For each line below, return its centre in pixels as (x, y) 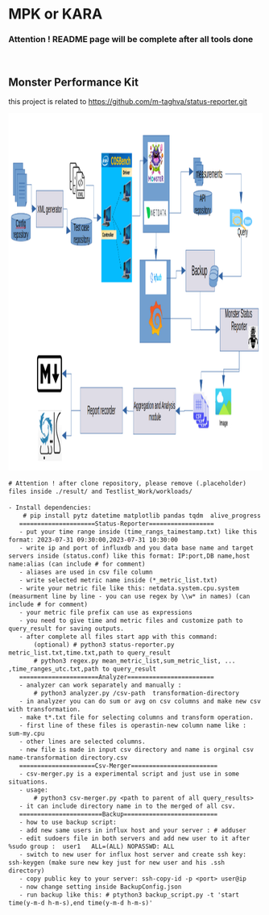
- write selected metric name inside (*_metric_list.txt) (118, 581)
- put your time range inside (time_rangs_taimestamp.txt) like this (138, 532)
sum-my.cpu (27, 734)
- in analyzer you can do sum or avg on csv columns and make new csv (140, 702)
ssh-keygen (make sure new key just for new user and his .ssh (117, 863)
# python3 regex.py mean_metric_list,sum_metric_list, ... (134, 661)
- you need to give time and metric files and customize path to (131, 621)
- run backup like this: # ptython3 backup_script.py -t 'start (129, 895)
